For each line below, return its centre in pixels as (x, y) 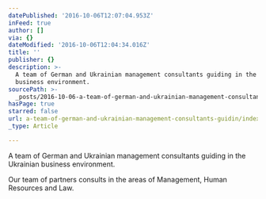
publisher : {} (32, 60)
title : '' (25, 52)
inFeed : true (30, 23)
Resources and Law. (41, 188)
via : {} (21, 38)
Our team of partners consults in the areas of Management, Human (118, 179)
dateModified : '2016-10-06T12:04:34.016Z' (79, 45)
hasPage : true (32, 104)
